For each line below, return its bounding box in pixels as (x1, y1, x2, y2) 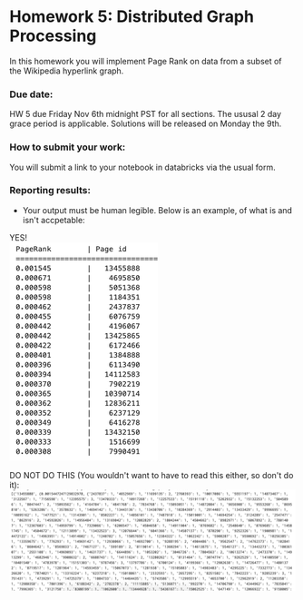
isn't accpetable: (22, 214, 85, 225)
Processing (9, 25, 97, 46)
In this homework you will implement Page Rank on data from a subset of (9, 55, 283, 66)
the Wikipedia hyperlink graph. (9, 65, 124, 76)
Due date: (9, 88, 54, 101)
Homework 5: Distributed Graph (9, 6, 254, 27)
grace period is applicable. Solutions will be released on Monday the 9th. (9, 118, 282, 129)
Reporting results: (9, 184, 91, 197)
